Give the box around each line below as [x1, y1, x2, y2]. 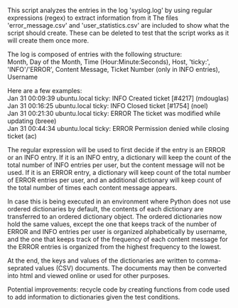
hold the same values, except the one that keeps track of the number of [7, 220, 217, 228]
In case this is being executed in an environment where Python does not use [7, 197, 231, 206]
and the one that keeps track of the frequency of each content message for [7, 235, 229, 243]
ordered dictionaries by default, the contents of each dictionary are [7, 205, 204, 213]
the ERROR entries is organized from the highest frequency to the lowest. [7, 243, 222, 251]
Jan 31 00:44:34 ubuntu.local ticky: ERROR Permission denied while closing [7, 124, 229, 132]
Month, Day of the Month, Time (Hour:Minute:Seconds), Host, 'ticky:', [7, 58, 211, 66]
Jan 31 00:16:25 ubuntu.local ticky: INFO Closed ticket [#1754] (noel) [7, 102, 208, 110]
